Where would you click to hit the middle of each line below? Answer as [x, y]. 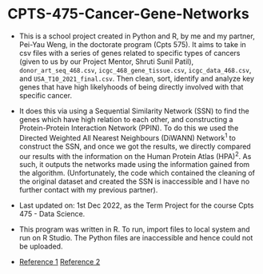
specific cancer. [46, 95]
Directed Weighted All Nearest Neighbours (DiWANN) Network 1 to [128, 137]
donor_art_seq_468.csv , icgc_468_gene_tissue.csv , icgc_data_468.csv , [135, 69]
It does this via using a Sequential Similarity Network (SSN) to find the [134, 111]
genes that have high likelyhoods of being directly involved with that [131, 87]
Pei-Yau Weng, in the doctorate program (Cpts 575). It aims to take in [133, 44]
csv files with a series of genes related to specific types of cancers [130, 53]
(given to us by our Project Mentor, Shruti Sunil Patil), [106, 62]
